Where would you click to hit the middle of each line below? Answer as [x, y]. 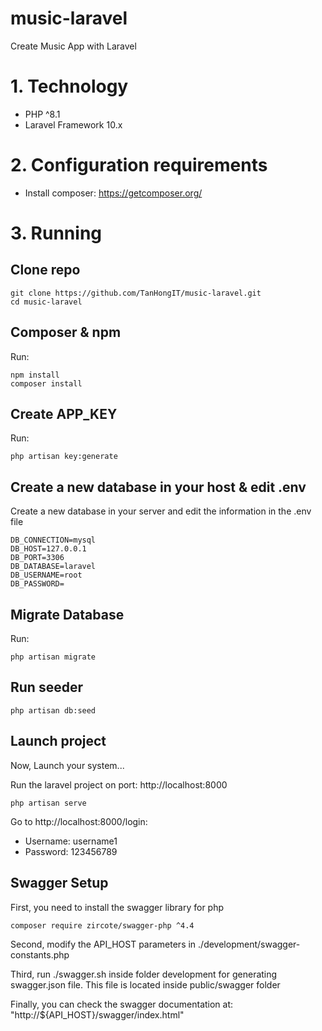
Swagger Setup [59, 883]
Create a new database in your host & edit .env [158, 487]
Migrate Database [67, 614]
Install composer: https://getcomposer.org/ [113, 193]
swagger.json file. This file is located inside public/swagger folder [145, 985]
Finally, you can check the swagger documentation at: [122, 1004]
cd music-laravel [46, 302]
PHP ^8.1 [42, 114]
